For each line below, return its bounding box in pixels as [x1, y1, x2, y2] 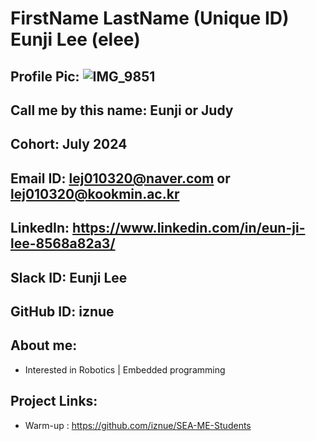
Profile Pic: [10, 68, 80, 85]
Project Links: [10, 393, 98, 410]
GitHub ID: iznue [10, 303, 115, 320]
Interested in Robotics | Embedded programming [24, 363, 226, 376]
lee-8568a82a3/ [10, 235, 116, 252]
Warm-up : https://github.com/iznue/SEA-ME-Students [24, 419, 252, 431]
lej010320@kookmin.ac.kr [10, 185, 180, 202]
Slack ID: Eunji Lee [10, 269, 128, 286]
